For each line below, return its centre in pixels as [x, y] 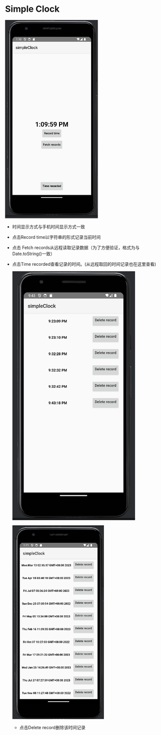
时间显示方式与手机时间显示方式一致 [49, 227]
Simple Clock [32, 9]
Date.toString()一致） [33, 253]
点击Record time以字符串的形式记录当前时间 [56, 237]
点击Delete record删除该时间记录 [52, 727]
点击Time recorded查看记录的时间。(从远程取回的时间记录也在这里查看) [84, 264]
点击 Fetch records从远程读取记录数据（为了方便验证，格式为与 [76, 247]
